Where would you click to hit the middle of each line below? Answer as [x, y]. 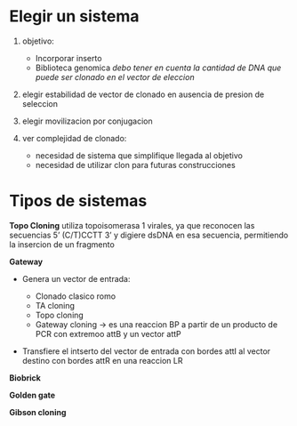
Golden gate [32, 395]
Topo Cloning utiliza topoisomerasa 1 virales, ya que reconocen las [132, 225]
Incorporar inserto [68, 58]
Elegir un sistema [74, 16]
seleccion [40, 103]
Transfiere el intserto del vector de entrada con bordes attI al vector [146, 351]
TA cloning [55, 305]
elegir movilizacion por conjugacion [87, 121]
